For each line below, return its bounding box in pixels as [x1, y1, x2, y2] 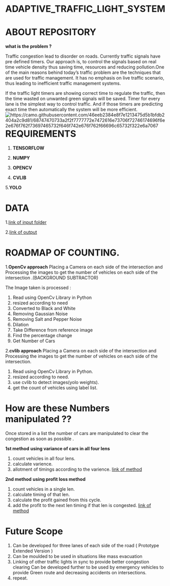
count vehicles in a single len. [12, 486, 75, 492]
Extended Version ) [12, 548, 53, 554]
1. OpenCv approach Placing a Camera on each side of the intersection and [5, 264, 163, 270]
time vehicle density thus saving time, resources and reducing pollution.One [5, 64, 164, 70]
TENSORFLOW [12, 145, 45, 151]
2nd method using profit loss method [5, 476, 86, 482]
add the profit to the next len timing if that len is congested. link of [12, 502, 151, 508]
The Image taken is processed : [5, 284, 71, 291]
